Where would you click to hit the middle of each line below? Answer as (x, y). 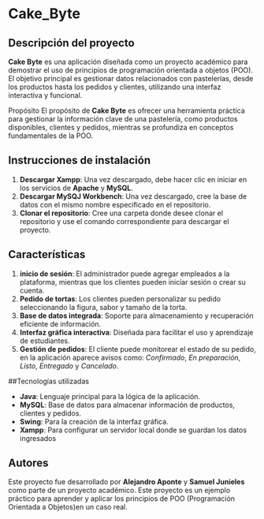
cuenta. (32, 290)
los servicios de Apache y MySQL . (76, 188)
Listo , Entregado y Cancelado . (69, 366)
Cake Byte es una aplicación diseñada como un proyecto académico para (128, 62)
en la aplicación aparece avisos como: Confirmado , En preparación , (130, 357)
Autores (28, 463)
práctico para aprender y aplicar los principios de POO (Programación (121, 498)
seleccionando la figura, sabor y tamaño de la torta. (103, 307)
